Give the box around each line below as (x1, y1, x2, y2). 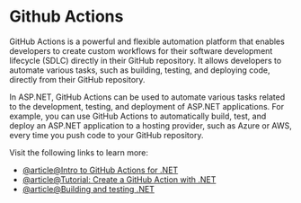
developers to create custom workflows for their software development (9, 45, 273, 56)
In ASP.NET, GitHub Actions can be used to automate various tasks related (9, 92, 286, 102)
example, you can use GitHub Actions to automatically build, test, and (9, 110, 267, 121)
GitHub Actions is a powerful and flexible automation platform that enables (9, 36, 285, 47)
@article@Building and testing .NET (22, 183, 155, 194)
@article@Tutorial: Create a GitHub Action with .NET (22, 173, 217, 185)
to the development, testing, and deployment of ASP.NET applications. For (9, 101, 285, 111)
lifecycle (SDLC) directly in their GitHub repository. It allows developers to (9, 55, 282, 66)
